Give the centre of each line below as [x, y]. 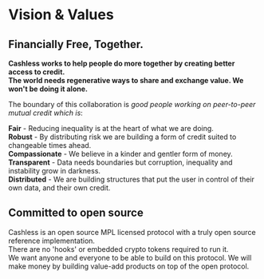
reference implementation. [52, 241]
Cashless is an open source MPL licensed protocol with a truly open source [132, 232]
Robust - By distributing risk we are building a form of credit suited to [122, 137]
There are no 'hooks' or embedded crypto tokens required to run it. [118, 249]
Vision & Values [61, 15]
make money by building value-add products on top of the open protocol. [129, 266]
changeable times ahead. [50, 145]
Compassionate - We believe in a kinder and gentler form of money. [120, 154]
